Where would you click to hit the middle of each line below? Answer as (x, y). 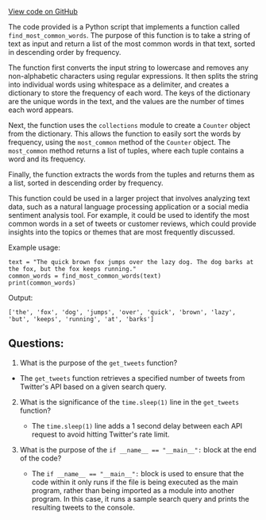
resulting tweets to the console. (83, 507)
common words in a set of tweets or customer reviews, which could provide (132, 223)
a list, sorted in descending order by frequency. (86, 183)
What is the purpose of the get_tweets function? (98, 363)
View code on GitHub (43, 12)
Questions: (36, 344)
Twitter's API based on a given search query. (93, 386)
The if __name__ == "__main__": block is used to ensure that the (138, 473)
